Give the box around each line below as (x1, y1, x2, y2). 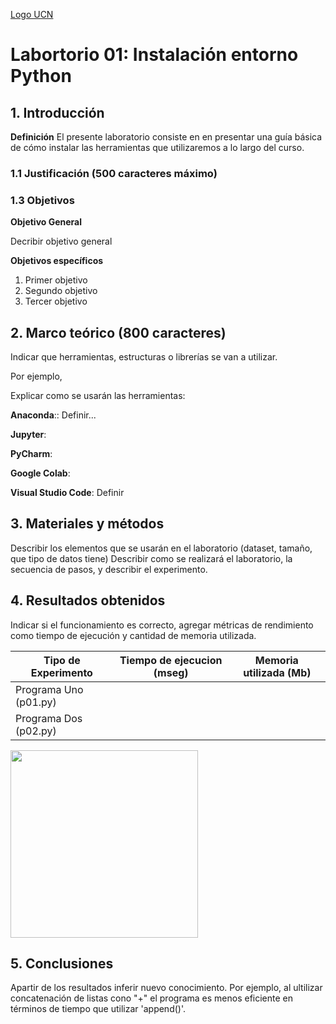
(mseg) (153, 665, 189, 679)
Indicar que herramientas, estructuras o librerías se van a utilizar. (10, 351, 278, 363)
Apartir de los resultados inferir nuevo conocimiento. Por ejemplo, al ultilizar (10, 982, 323, 994)
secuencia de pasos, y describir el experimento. (10, 563, 208, 575)
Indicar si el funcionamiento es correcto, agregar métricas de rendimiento (10, 619, 314, 631)
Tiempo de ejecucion (119, 653, 223, 667)
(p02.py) (15, 724, 57, 738)
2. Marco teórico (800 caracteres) (10, 324, 227, 341)
